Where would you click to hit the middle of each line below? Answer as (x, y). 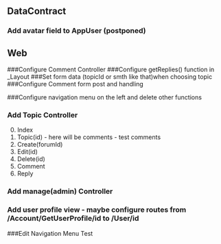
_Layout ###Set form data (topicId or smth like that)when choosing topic (110, 77)
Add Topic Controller (43, 115)
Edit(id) (27, 152)
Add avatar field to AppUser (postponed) (77, 31)
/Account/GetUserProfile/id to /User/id (73, 219)
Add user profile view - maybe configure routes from (97, 210)
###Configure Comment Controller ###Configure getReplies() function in (111, 70)
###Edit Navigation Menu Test (50, 233)
